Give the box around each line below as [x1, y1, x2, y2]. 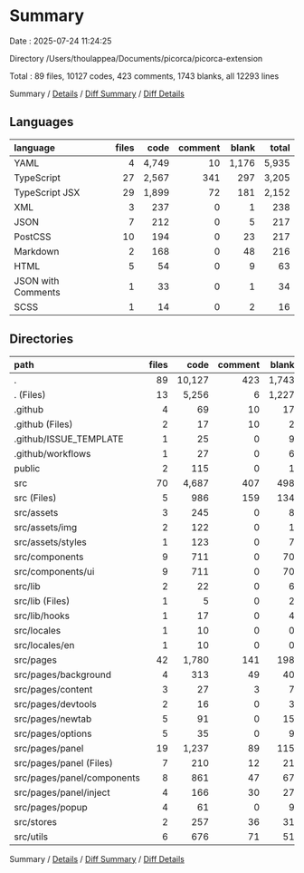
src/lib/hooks [14, 609, 71, 622]
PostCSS [14, 230, 52, 243]
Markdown [14, 245, 60, 257]
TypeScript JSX [14, 186, 81, 199]
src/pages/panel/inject [14, 786, 110, 799]
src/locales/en [14, 638, 75, 651]
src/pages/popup [14, 800, 88, 813]
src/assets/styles [14, 536, 88, 548]
